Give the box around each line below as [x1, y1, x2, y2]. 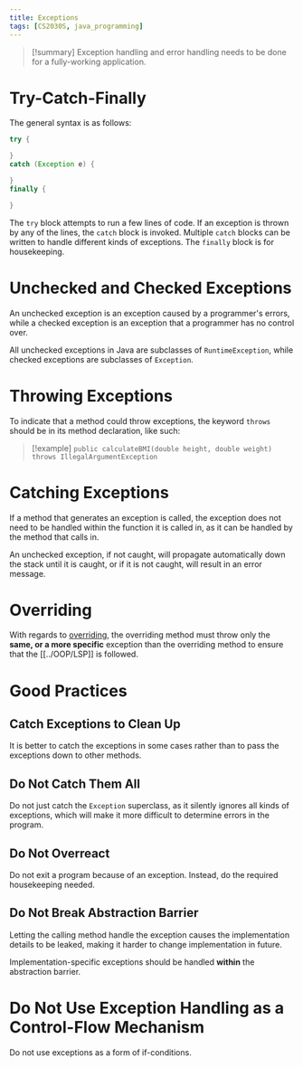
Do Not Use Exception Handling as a [9, 998, 285, 1018]
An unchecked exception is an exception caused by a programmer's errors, [9, 307, 290, 318]
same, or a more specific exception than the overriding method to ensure [9, 639, 284, 650]
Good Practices [9, 680, 128, 701]
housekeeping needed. [9, 879, 95, 891]
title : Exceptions [9, 13, 79, 23]
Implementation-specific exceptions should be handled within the [9, 956, 255, 968]
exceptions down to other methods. [9, 750, 142, 760]
